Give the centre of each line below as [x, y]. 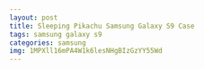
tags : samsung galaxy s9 [56, 34]
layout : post [34, 17]
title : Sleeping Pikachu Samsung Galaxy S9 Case [102, 26]
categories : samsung [48, 43]
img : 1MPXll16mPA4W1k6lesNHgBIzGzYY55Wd [86, 51]
